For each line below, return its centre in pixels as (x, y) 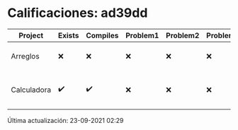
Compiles (102, 35)
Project (31, 35)
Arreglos (25, 56)
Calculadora (31, 90)
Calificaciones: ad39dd (78, 13)
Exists (68, 35)
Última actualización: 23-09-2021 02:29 (66, 120)
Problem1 (142, 35)
